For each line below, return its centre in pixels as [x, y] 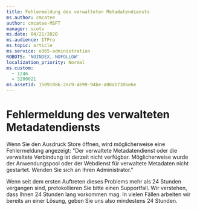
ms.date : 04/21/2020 [32, 34]
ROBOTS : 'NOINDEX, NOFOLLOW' [43, 57]
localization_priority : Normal [46, 62]
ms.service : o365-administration [48, 51]
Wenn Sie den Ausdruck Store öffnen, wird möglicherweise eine [86, 144]
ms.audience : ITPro [31, 40]
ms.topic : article [29, 46]
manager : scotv [25, 29]
